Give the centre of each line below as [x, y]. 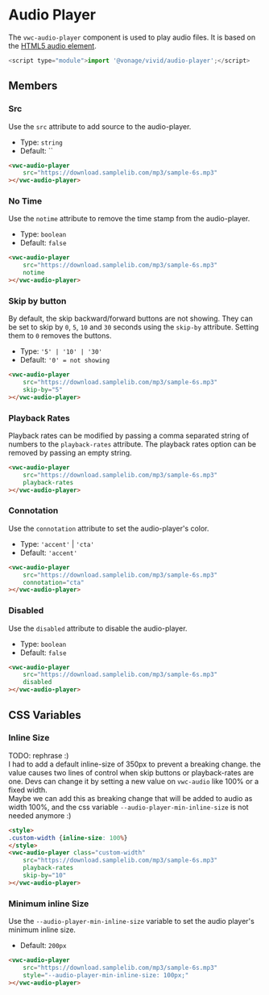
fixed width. [28, 790]
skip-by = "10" [45, 875]
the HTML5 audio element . [52, 45]
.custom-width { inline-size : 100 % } [68, 838]
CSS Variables [45, 715]
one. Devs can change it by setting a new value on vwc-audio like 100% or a [134, 781]
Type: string [41, 142]
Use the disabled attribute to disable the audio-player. [98, 628]
